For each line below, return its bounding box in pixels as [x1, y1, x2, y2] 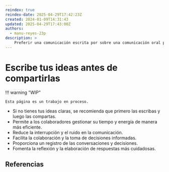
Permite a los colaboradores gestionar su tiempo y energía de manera [12, 119, 157, 125]
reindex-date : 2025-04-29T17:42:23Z [5, 12, 82, 17]
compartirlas [5, 73, 60, 84]
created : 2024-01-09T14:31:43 [5, 17, 69, 22]
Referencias [5, 160, 44, 169]
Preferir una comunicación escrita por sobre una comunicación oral [14, 40, 161, 45]
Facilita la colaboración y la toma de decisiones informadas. [12, 135, 137, 141]
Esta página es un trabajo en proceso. [5, 99, 89, 104]
